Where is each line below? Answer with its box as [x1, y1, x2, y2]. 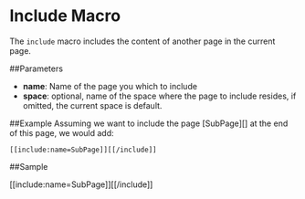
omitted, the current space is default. [22, 99, 163, 110]
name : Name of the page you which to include [22, 80, 198, 91]
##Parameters [9, 63, 64, 74]
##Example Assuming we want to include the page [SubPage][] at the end [9, 118, 289, 129]
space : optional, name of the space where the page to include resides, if [22, 90, 297, 101]
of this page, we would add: [9, 127, 114, 138]
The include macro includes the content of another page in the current [9, 36, 276, 47]
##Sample [9, 161, 48, 172]
